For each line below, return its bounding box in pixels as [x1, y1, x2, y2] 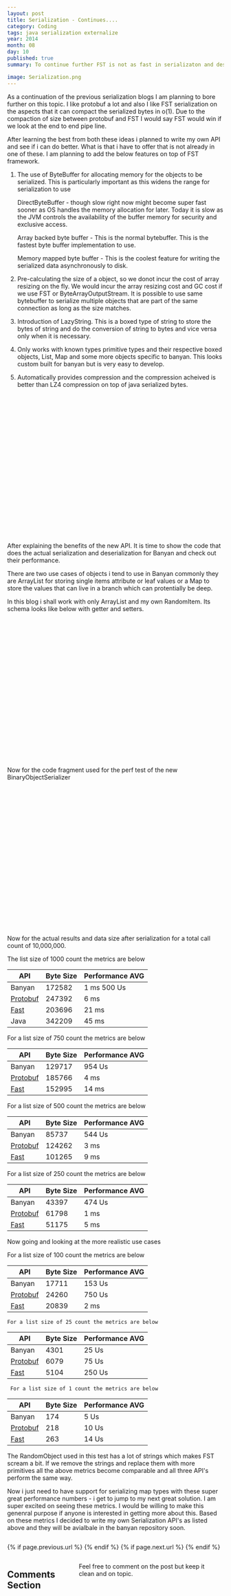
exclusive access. [16, 220, 67, 228]
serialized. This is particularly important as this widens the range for [16, 177, 210, 186]
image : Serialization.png [7, 74, 81, 80]
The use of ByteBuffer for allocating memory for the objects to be [16, 170, 203, 179]
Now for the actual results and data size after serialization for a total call [7, 934, 211, 942]
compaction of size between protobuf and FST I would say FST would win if [7, 114, 222, 122]
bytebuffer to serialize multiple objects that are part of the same [16, 296, 198, 304]
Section [7, 1579, 41, 1591]
